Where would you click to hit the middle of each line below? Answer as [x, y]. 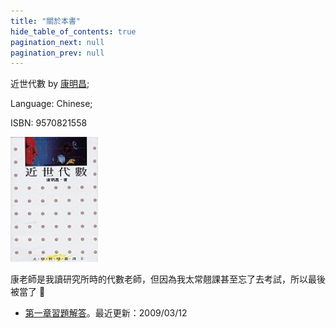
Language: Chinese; [51, 104]
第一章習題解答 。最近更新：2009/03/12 [106, 313]
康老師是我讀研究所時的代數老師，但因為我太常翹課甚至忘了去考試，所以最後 [168, 279]
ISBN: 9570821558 [49, 123]
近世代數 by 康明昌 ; [50, 84]
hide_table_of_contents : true [73, 31]
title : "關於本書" [46, 21]
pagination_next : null [57, 42]
